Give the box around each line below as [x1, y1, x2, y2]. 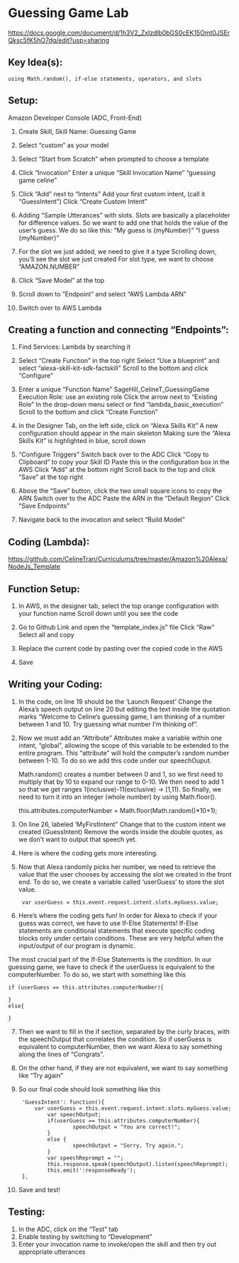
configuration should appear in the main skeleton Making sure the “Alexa [18, 429, 231, 437]
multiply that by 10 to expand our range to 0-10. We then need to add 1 [18, 778, 224, 786]
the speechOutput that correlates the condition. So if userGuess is [18, 1035, 212, 1043]
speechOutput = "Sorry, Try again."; [72, 1142, 184, 1149]
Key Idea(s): [8, 57, 63, 69]
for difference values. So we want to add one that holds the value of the [18, 218, 228, 227]
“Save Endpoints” [18, 502, 70, 510]
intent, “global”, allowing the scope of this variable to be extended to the [18, 741, 230, 749]
